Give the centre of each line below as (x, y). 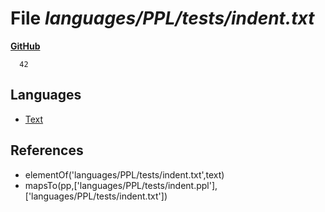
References (47, 150)
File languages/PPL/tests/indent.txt (162, 18)
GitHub (25, 46)
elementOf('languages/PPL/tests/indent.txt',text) (124, 174)
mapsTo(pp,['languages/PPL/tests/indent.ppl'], (121, 185)
